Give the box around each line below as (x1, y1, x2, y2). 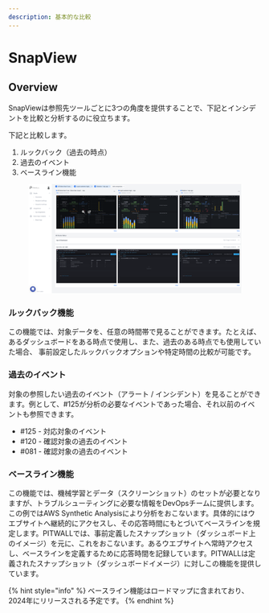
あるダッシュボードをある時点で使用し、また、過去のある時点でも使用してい (8, 337, 262, 347)
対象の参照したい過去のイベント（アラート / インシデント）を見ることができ (8, 389, 261, 398)
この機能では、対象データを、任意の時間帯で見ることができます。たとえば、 (8, 327, 261, 337)
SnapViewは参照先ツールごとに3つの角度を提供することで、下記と (8, 103, 229, 113)
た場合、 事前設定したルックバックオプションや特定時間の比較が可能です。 (8, 347, 255, 357)
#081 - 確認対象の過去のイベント (19, 446, 128, 456)
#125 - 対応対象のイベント (19, 426, 107, 436)
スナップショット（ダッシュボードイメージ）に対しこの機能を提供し (35, 558, 262, 568)
